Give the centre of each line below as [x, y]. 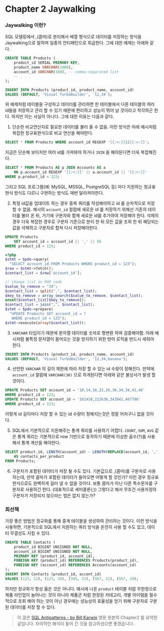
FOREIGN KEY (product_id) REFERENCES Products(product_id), [76, 561]
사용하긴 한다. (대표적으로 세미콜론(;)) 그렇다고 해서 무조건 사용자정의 [91, 489]
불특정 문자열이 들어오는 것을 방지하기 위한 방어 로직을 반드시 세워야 [90, 339]
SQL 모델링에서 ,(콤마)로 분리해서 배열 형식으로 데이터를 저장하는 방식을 [73, 37]
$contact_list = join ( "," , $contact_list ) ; [50, 305]
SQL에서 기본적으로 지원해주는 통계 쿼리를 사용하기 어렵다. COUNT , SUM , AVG [83, 430]
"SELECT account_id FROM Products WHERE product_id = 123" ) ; [73, 264]
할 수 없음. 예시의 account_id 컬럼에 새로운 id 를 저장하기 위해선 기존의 [79, 209]
